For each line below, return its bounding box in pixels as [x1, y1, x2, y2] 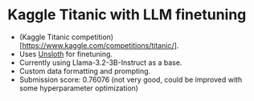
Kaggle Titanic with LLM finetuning [7, 6, 247, 24]
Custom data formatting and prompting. [18, 66, 151, 75]
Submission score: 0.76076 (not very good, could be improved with [18, 75, 243, 84]
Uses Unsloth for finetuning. [18, 49, 113, 59]
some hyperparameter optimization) [18, 83, 138, 93]
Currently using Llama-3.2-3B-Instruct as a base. [18, 58, 182, 67]
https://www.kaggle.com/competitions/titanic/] [22, 40, 178, 50]
